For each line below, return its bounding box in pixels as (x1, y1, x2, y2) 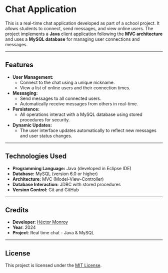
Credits (5, 206, 29, 214)
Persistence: (12, 106, 40, 112)
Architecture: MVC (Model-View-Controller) (12, 176, 104, 182)
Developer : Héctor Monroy (12, 219, 68, 225)
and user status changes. (19, 132, 72, 139)
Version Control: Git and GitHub (12, 187, 79, 193)
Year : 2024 (12, 224, 36, 230)
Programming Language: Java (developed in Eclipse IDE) (12, 165, 131, 171)
